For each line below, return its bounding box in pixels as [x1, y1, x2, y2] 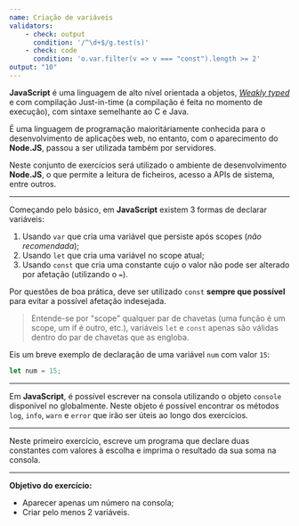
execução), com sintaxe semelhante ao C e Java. [9, 106, 190, 117]
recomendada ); [21, 240, 80, 251]
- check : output [25, 29, 86, 38]
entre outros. [9, 178, 57, 189]
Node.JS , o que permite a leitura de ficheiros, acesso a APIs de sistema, [9, 168, 275, 179]
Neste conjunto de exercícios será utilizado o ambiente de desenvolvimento [9, 160, 287, 170]
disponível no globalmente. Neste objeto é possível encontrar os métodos [9, 400, 279, 411]
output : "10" [9, 63, 58, 72]
